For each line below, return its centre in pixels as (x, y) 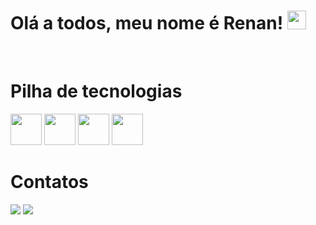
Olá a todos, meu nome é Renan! (147, 23)
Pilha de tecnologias (96, 91)
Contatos (49, 182)
